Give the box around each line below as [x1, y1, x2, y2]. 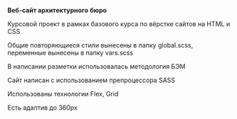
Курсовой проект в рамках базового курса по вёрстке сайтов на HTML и [7, 20, 231, 28]
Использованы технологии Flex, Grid [7, 90, 119, 98]
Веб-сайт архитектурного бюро [7, 6, 107, 14]
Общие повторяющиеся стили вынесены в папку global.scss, [7, 41, 194, 49]
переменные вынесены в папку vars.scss [7, 49, 134, 57]
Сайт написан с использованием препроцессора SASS [7, 76, 176, 84]
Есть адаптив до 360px [7, 103, 78, 112]
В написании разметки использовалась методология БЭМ [7, 62, 186, 70]
